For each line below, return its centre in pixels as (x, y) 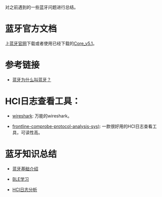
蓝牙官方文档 (31, 29)
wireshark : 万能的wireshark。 (42, 116)
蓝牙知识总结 (31, 154)
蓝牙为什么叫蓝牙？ (32, 80)
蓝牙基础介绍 (25, 169)
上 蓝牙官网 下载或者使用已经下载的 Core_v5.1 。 (51, 43)
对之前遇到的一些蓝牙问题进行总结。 (42, 7)
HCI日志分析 (25, 189)
